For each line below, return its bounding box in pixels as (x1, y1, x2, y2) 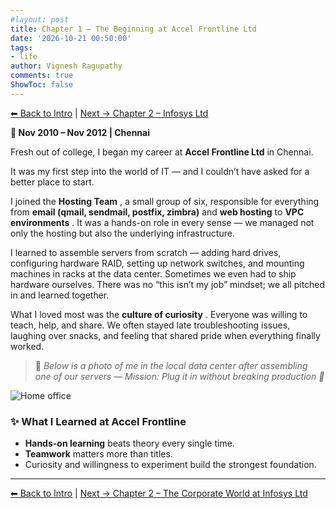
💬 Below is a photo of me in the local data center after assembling (34, 359, 308, 371)
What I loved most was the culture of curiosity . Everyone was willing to (10, 308, 308, 320)
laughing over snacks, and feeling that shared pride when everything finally (10, 329, 321, 341)
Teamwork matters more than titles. (24, 448, 173, 460)
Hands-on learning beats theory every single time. (24, 437, 235, 450)
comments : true (10, 71, 74, 81)
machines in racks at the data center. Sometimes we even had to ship (10, 267, 297, 280)
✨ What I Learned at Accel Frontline (10, 414, 187, 428)
